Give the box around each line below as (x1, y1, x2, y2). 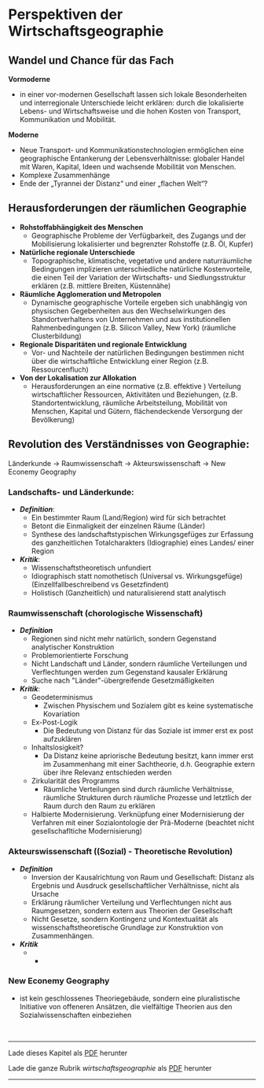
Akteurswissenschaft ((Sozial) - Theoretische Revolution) (8, 846, 233, 857)
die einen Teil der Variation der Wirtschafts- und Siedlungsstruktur (31, 272, 246, 282)
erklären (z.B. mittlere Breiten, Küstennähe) (31, 281, 171, 291)
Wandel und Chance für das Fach (8, 54, 174, 67)
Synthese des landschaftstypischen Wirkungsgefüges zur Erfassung (31, 529, 254, 538)
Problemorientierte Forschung (31, 651, 129, 661)
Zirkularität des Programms (31, 776, 120, 786)
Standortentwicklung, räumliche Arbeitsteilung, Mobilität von (31, 398, 228, 407)
